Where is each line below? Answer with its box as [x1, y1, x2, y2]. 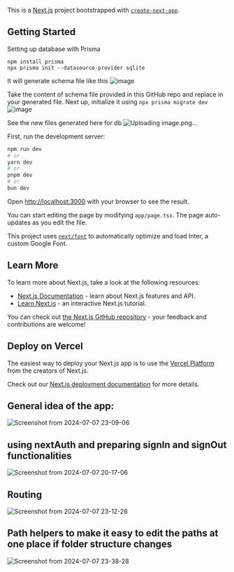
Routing [7, 489, 43, 501]
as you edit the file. [32, 218, 87, 227]
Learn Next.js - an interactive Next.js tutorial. [17, 299, 147, 307]
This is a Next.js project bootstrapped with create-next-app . [7, 6, 180, 14]
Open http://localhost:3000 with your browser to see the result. [7, 197, 190, 206]
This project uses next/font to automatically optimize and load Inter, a [7, 231, 209, 240]
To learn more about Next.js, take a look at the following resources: [7, 278, 200, 286]
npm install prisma [7, 58, 64, 65]
